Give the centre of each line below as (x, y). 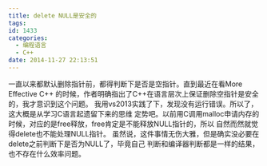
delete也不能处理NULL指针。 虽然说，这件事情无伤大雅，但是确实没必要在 (137, 133)
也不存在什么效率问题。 (47, 153)
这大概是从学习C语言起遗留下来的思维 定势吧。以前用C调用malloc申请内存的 (134, 113)
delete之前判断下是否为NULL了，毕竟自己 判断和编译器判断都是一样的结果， (134, 144)
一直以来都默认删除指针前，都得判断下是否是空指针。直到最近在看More (126, 84)
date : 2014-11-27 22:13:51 (53, 61)
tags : (17, 23)
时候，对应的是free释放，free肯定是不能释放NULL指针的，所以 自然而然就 (130, 124)
